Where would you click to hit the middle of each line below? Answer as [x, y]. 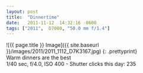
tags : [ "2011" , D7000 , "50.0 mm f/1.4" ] [58, 28]
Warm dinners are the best [39, 58]
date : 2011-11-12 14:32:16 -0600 [51, 23]
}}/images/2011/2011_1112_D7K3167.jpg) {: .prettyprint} [72, 52]
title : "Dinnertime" [33, 17]
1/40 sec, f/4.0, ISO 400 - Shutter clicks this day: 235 [71, 64]
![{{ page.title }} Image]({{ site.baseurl [53, 45]
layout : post [22, 12]
